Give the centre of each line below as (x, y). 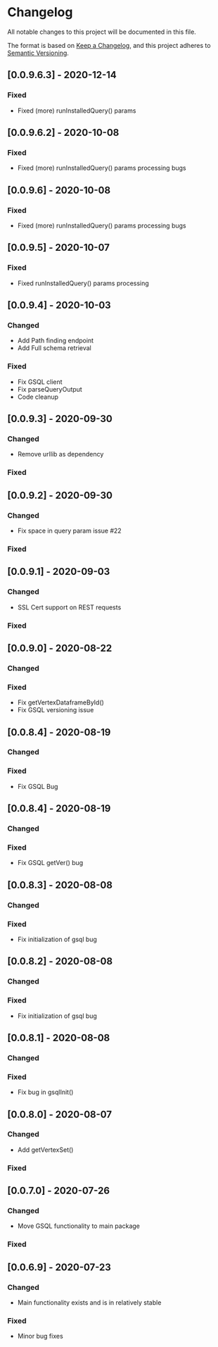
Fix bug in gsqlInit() (45, 1092)
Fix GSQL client (40, 382)
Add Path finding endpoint (55, 341)
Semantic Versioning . (38, 53)
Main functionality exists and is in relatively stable (89, 1303)
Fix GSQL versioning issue (56, 710)
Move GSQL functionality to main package (79, 1226)
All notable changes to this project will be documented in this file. (102, 32)
